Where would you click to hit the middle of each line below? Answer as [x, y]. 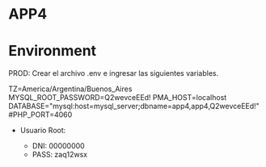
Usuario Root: [43, 131]
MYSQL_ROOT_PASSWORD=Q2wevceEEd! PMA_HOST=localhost [118, 98]
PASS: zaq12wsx [59, 155]
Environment [53, 51]
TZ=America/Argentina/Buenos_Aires [70, 89]
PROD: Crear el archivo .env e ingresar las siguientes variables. [114, 73]
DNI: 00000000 [58, 146]
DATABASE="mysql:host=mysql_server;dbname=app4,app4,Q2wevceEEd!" [134, 106]
